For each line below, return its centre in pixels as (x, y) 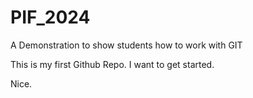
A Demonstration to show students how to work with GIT (126, 45)
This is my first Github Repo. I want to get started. (112, 64)
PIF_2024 (50, 17)
